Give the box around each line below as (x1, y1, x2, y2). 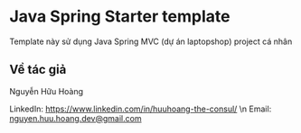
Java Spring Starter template (9, 6, 230, 27)
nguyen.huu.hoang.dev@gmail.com (9, 112, 142, 123)
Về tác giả (9, 62, 67, 77)
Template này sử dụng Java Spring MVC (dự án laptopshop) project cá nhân (9, 36, 293, 47)
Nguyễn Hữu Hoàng (9, 85, 84, 96)
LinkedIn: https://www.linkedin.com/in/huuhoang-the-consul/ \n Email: (9, 103, 272, 114)
